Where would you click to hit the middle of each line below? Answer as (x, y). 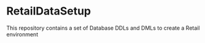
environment (22, 34)
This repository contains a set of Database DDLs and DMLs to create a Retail (103, 28)
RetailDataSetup (49, 11)
